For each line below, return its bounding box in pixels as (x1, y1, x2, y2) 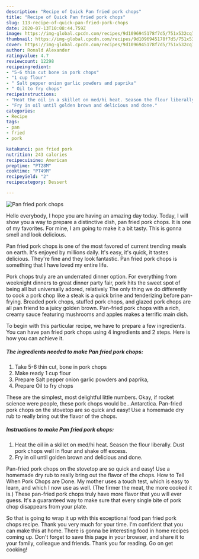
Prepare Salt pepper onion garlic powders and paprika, (14, 376, 149, 383)
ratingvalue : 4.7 (6, 53, 49, 59)
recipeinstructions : (6, 91, 57, 97)
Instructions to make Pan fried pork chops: (6, 426, 114, 433)
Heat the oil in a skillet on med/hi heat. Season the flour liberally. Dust (14, 441, 185, 448)
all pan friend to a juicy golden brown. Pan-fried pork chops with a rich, (6, 304, 181, 311)
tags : (6, 119, 20, 125)
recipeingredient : (6, 63, 52, 70)
